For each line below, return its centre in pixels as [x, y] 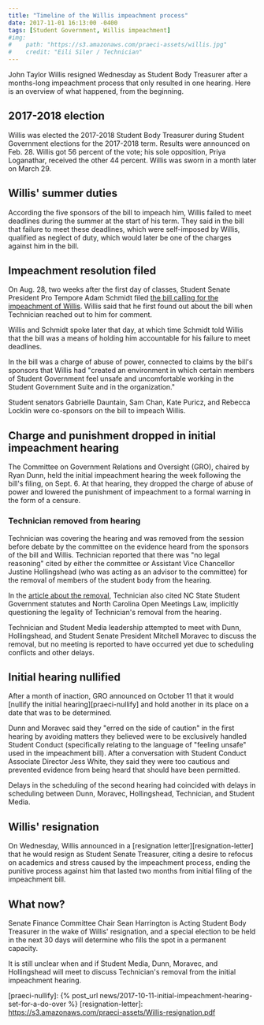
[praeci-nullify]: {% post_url [53, 995]
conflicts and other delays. [51, 652]
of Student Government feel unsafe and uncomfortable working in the [121, 378]
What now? [37, 904]
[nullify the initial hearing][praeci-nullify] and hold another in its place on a [128, 704]
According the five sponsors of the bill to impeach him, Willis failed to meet [130, 212]
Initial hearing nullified [64, 677]
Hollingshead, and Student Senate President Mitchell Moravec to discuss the [132, 635]
